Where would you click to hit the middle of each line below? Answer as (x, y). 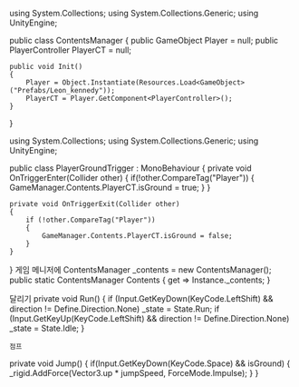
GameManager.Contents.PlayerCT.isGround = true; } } (110, 187)
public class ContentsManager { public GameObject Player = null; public (144, 40)
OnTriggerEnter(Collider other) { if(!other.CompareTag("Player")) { (132, 178)
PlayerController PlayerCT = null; (71, 50)
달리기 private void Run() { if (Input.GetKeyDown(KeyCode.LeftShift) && (141, 298)
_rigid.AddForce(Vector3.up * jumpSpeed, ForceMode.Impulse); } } (134, 373)
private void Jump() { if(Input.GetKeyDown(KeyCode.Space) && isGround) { (150, 363)
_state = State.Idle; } (47, 328)
